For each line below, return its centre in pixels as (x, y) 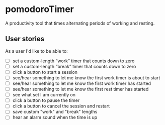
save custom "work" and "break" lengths (55, 112)
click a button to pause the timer (46, 100)
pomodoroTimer (39, 9)
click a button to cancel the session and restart (61, 106)
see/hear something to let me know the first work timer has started (82, 83)
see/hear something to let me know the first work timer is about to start (86, 78)
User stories (25, 39)
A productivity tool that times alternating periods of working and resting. (80, 23)
